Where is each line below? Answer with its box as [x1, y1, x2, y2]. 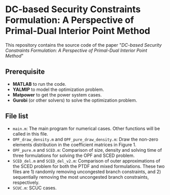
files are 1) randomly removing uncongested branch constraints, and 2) [12, 169, 161, 175]
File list [5, 112, 29, 120]
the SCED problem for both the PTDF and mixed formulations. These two [12, 163, 165, 169]
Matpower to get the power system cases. [12, 91, 102, 97]
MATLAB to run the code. [12, 81, 66, 87]
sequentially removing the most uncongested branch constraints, [12, 174, 149, 180]
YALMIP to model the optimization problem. [12, 86, 104, 92]
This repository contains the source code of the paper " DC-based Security [5, 42, 162, 48]
